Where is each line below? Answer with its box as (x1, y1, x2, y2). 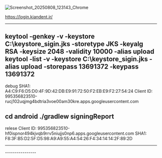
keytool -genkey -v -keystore (5, 32, 95, 41)
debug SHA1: (5, 83, 31, 89)
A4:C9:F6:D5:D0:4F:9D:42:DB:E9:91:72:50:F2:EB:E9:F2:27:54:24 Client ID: (5, 88, 153, 94)
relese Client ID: (5, 125, 37, 131)
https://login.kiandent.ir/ (5, 14, 53, 19)
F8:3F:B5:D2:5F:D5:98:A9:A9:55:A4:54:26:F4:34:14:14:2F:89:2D (5, 135, 133, 141)
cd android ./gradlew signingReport (5, 113, 114, 121)
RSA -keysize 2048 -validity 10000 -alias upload (5, 47, 154, 56)
